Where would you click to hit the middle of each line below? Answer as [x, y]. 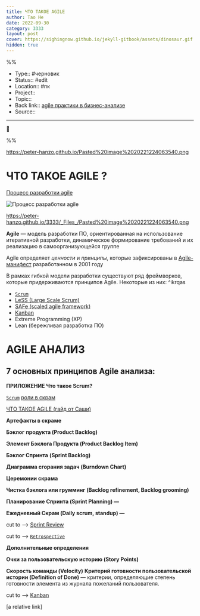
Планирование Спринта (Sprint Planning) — [63, 501]
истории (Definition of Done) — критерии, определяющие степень [91, 577]
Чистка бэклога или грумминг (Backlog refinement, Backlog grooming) [98, 489]
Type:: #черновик [37, 73]
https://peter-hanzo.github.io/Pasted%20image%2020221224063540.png [98, 152]
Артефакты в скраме [34, 420]
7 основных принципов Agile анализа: [81, 372]
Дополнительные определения [48, 547]
